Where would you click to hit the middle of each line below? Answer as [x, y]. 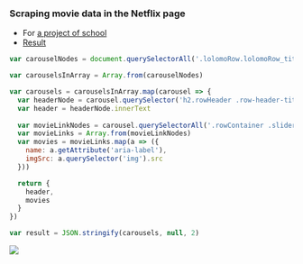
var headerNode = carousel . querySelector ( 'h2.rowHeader [124, 100]
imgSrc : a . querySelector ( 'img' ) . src [95, 159]
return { [34, 183]
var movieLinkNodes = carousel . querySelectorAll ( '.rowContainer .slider [157, 125]
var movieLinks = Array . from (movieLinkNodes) [105, 133]
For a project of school [64, 33]
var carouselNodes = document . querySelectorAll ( [102, 59]
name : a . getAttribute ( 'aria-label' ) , [96, 150]
